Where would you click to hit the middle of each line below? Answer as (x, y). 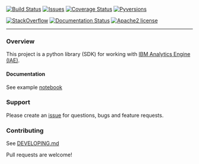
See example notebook (34, 87)
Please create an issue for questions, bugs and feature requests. (85, 115)
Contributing (25, 130)
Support (18, 102)
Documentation (26, 74)
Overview (20, 41)
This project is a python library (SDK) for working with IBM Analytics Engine (98, 54)
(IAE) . (13, 60)
